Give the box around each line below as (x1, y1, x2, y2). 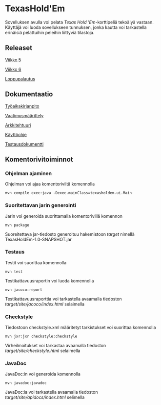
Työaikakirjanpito (5, 103, 40, 109)
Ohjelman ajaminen (5, 170, 52, 177)
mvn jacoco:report (5, 287, 42, 292)
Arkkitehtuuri (5, 122, 31, 128)
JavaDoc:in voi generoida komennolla (5, 371, 80, 377)
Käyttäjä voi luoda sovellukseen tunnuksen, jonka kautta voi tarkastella (5, 24, 147, 30)
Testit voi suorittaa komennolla (5, 259, 67, 265)
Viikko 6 (5, 66, 21, 72)
